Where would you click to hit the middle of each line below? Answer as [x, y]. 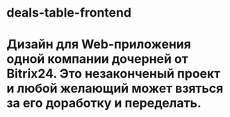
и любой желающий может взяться [115, 89]
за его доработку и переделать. [104, 103]
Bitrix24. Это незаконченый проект [114, 74]
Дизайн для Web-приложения [99, 45]
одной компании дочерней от [97, 59]
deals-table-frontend [69, 13]
